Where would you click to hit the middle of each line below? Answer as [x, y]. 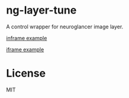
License [26, 73]
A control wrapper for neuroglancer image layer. [65, 27]
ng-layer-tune [41, 10]
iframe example [25, 49]
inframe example [27, 38]
